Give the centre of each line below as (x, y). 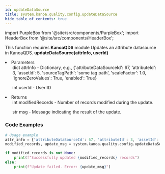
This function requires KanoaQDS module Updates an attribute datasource (81, 48)
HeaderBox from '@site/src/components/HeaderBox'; (59, 38)
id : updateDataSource (27, 10)
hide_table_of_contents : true (36, 19)
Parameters (23, 63)
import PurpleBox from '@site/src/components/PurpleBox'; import (72, 33)
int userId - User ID (31, 88)
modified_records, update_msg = (38, 144)
